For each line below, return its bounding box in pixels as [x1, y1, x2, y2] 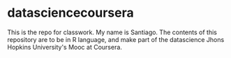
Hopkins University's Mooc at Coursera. [7, 43, 122, 51]
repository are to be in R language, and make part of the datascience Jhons [7, 35, 225, 43]
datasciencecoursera [7, 5, 134, 21]
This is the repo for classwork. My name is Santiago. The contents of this [7, 28, 218, 36]
